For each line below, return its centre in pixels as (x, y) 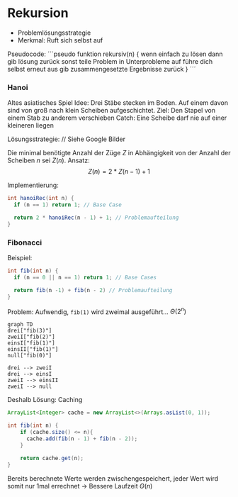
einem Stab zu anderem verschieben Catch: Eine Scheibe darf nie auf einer (117, 118)
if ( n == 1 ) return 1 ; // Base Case (68, 205)
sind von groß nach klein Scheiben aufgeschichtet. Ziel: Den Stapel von (112, 111)
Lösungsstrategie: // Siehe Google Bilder (67, 139)
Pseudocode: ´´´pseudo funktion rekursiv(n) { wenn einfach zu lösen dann (115, 54)
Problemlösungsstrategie (54, 33)
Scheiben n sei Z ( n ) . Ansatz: (49, 160)
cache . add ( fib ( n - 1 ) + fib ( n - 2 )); (82, 439)
